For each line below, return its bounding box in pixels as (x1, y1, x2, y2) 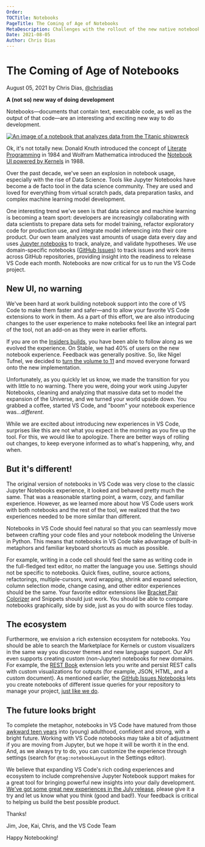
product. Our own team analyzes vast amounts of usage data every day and (6, 233, 197, 241)
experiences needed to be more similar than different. (6, 513, 142, 520)
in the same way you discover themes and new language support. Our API (6, 649, 193, 656)
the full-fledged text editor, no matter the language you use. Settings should (6, 562, 197, 570)
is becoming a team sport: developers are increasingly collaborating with (6, 214, 189, 221)
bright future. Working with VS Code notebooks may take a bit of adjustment (6, 734, 199, 742)
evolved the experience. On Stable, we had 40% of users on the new (6, 344, 180, 352)
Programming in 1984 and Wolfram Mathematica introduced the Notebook (6, 151, 192, 158)
